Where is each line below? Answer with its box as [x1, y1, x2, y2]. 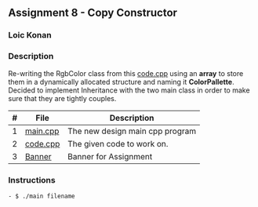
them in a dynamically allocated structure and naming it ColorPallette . [8, 77, 234, 86]
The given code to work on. [67, 138, 169, 149]
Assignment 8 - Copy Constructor [8, 6, 178, 20]
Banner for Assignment [67, 151, 153, 162]
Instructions [8, 174, 56, 185]
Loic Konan [8, 30, 53, 41]
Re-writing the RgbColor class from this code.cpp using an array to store [8, 68, 244, 78]
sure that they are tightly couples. [8, 93, 117, 103]
